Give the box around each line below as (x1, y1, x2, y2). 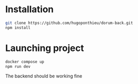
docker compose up (5, 59, 44, 64)
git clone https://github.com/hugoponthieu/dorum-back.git (5, 20, 133, 25)
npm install (5, 25, 31, 30)
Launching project (5, 42, 84, 54)
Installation (5, 4, 54, 15)
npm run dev (5, 64, 31, 69)
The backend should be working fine (5, 73, 82, 79)
